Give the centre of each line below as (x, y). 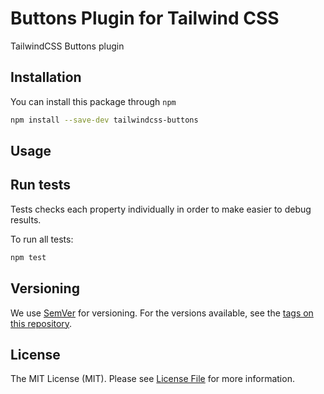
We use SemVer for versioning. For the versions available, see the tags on (162, 313)
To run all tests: (42, 239)
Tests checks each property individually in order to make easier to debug (161, 209)
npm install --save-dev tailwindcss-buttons (104, 120)
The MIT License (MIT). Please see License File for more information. (152, 379)
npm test (28, 257)
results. (26, 219)
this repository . (41, 323)
